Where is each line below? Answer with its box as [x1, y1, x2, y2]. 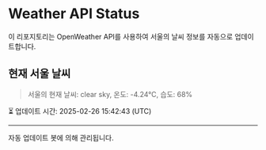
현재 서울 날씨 [8, 67, 71, 81]
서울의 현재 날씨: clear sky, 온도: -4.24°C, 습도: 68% [27, 89, 193, 99]
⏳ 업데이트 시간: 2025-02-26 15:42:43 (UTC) [8, 106, 152, 115]
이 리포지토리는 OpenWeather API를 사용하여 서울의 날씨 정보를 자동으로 [8, 32, 234, 41]
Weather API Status [8, 5, 140, 23]
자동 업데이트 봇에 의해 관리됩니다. [8, 133, 114, 142]
